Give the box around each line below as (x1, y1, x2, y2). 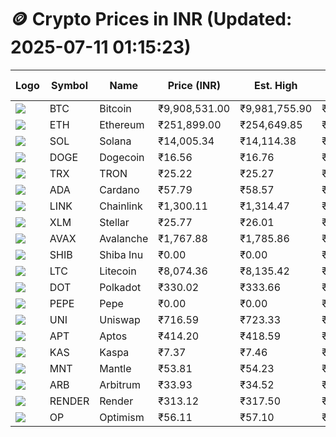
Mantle (99, 361, 132, 375)
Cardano (99, 182, 140, 196)
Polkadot (99, 280, 142, 294)
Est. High (253, 78, 298, 92)
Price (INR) (167, 78, 221, 92)
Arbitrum (99, 377, 141, 391)
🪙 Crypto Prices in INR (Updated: (10, 8, 293, 31)
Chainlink (99, 199, 143, 213)
